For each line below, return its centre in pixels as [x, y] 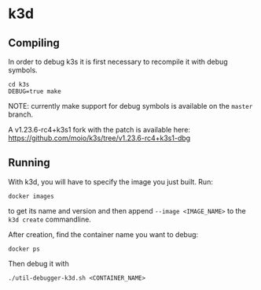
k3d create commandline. [50, 219]
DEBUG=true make [35, 91]
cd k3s [19, 84]
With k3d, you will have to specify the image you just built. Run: [111, 181]
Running [29, 163]
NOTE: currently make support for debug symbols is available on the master [130, 106]
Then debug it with [39, 263]
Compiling [34, 43]
